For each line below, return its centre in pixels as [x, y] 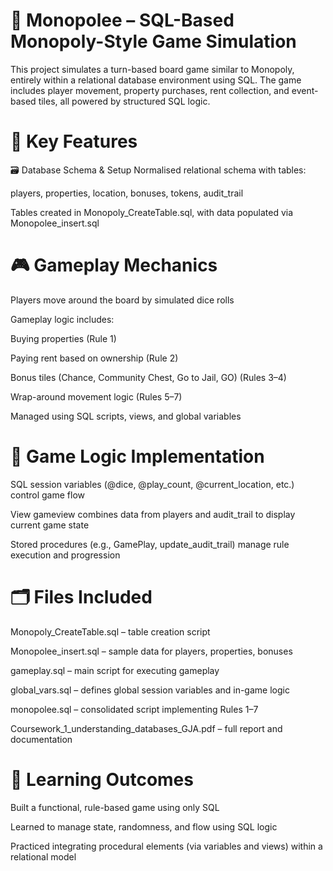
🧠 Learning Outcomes [102, 779]
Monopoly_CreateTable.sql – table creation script [110, 631]
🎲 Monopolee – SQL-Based [122, 20]
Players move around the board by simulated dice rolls [122, 300]
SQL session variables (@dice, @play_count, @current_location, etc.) [152, 484]
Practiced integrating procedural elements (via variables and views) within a [166, 846]
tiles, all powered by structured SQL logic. [124, 101]
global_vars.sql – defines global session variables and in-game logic [150, 690]
